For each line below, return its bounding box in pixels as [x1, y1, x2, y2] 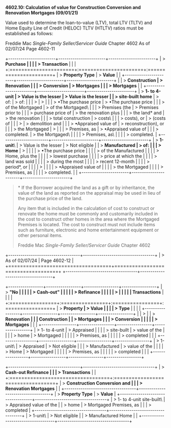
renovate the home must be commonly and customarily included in [17, 211, 158, 217]
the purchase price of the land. [17, 196, 83, 201]
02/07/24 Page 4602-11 [5, 46, 55, 51]
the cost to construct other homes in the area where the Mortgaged [17, 216, 159, 222]
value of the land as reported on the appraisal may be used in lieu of [17, 190, 161, 196]
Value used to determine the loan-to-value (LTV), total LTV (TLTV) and [5, 20, 153, 25]
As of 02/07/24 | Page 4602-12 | [5, 257, 74, 263]
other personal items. [17, 232, 63, 238]
